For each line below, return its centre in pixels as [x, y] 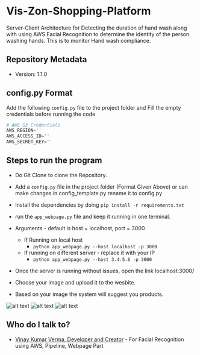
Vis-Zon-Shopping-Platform [79, 11]
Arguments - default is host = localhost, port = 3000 [80, 228]
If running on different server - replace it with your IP [89, 253]
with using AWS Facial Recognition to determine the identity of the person [98, 34]
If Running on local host [53, 240]
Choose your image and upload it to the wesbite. [75, 282]
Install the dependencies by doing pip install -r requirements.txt [100, 205]
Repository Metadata [47, 59]
